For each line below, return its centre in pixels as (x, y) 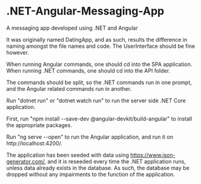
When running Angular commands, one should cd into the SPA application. (99, 64)
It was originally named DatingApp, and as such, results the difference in (97, 39)
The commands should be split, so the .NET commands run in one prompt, (99, 82)
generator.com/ (25, 161)
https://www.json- (153, 155)
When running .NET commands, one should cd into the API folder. (88, 70)
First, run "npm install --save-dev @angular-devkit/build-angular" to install (99, 119)
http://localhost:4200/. (34, 143)
